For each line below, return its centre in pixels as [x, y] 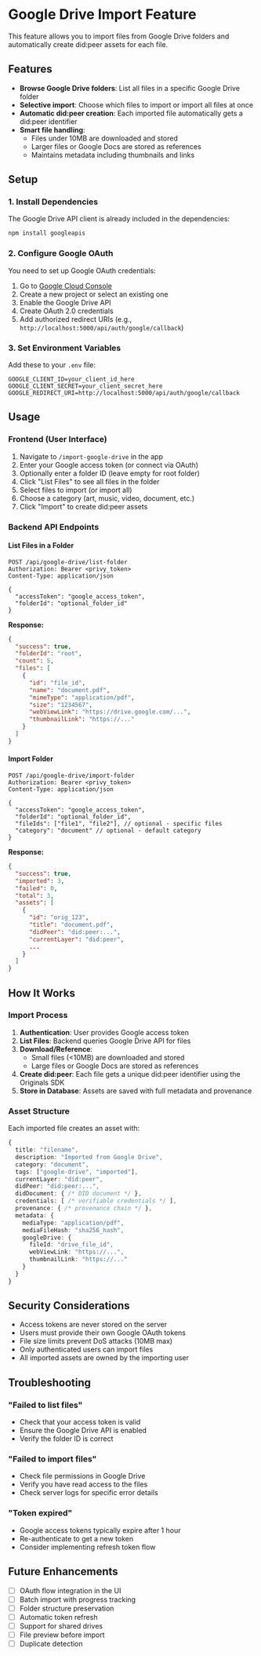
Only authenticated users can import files [86, 1350]
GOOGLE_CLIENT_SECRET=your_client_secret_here [85, 386]
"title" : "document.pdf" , [71, 925]
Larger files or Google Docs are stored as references [116, 146]
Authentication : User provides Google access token [104, 1032]
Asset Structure [39, 1111]
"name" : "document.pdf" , [69, 690]
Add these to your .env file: [52, 365]
